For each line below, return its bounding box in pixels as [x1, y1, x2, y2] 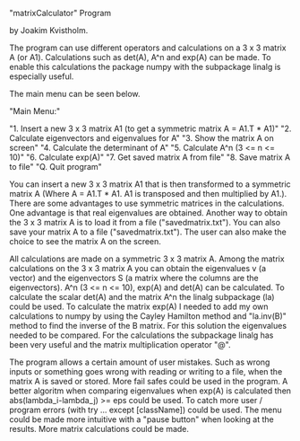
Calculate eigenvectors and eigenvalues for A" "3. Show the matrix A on [9, 133, 275, 143]
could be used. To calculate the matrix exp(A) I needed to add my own [9, 301, 269, 312]
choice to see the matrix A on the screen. [9, 236, 161, 246]
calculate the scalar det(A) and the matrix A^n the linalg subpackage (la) [9, 292, 275, 302]
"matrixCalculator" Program [9, 8, 112, 18]
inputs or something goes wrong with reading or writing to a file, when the [9, 366, 283, 376]
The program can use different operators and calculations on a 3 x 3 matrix [9, 42, 287, 53]
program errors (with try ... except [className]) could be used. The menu [9, 404, 282, 415]
